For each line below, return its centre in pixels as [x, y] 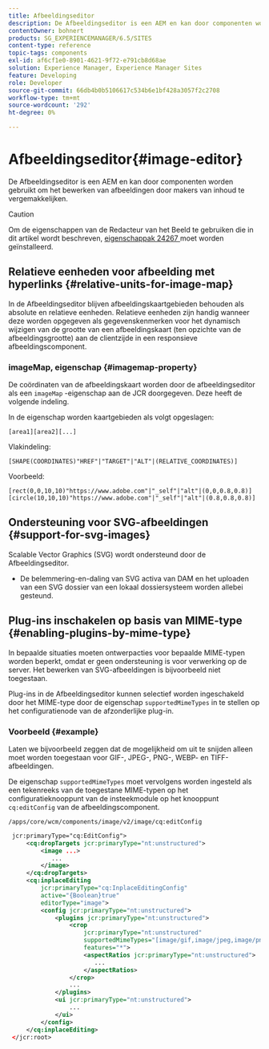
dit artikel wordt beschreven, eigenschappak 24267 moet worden [116, 238]
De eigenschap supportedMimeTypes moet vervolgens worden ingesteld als [130, 781]
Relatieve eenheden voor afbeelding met [112, 272]
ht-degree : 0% [32, 113]
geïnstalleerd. [31, 246]
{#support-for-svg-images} [79, 535]
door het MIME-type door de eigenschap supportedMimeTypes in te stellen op [134, 702]
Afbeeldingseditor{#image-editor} [126, 159]
